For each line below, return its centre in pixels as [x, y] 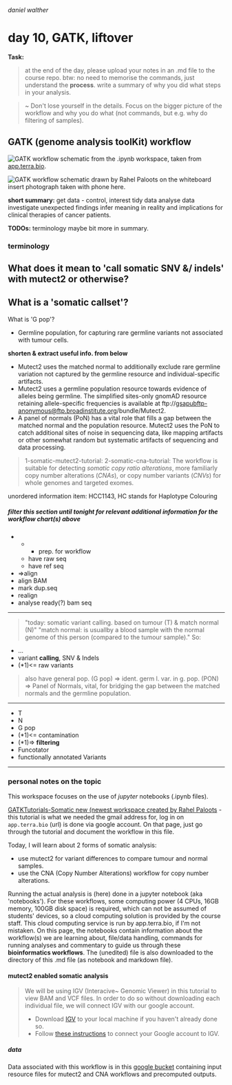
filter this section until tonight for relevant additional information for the [113, 512]
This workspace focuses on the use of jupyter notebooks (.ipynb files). [108, 796]
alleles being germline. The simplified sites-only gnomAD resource [112, 395]
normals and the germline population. [78, 693]
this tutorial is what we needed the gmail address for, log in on [96, 817]
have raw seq [47, 558]
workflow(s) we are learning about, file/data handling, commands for [105, 938]
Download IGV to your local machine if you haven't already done [126, 1019]
